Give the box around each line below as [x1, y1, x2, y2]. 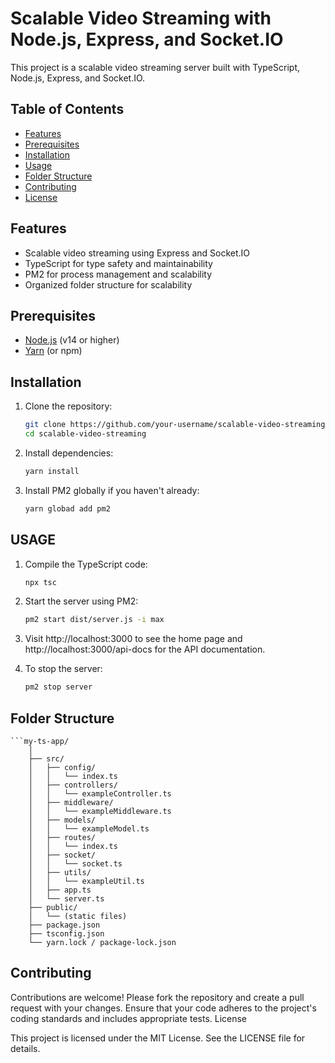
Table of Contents [10, 101, 125, 118]
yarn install [24, 466, 80, 476]
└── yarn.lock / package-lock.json [28, 937, 177, 947]
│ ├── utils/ [28, 867, 92, 877]
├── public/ [28, 902, 78, 912]
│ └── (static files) [28, 911, 128, 921]
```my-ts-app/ [10, 736, 70, 746]
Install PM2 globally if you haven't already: [24, 484, 200, 496]
